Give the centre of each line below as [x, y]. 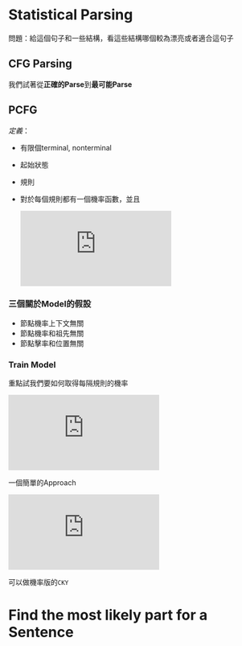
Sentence [41, 632]
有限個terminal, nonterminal [66, 147]
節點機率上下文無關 [52, 323]
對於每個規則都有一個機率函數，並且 [80, 199]
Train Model [32, 364]
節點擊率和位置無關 [52, 343]
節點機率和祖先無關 [52, 333]
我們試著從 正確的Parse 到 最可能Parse [70, 84]
